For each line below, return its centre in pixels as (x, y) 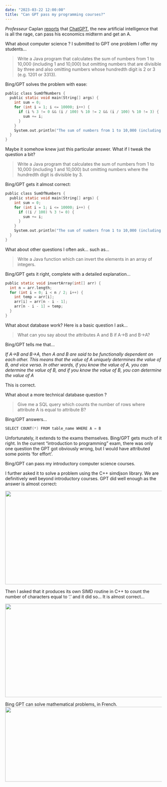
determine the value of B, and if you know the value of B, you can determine (83, 370)
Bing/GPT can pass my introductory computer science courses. (70, 463)
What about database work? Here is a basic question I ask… (67, 325)
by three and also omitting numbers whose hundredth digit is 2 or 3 (86, 69)
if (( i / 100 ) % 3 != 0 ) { (46, 212)
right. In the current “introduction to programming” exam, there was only (79, 443)
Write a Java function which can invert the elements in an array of (85, 259)
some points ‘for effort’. (29, 454)
